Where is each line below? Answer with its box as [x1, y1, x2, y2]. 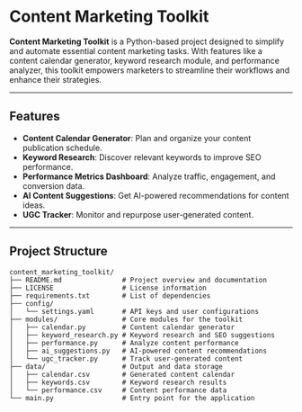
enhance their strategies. [9, 74, 102, 85]
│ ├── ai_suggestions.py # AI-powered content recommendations [9, 346, 268, 355]
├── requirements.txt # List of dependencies [9, 291, 211, 300]
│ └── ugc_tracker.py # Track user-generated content [9, 354, 244, 363]
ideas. [22, 200, 46, 210]
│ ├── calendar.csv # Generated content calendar [9, 370, 235, 379]
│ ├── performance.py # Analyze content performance [9, 338, 240, 347]
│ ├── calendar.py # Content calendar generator [9, 322, 235, 332]
